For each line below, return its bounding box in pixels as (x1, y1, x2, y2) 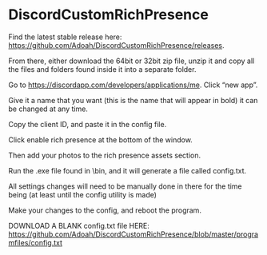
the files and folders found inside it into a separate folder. (8, 64, 197, 74)
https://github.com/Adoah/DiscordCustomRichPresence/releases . (8, 40, 225, 50)
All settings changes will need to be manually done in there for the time (8, 181, 242, 191)
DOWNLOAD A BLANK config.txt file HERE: (8, 221, 150, 230)
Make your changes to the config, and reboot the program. (8, 205, 202, 215)
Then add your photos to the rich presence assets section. (8, 150, 201, 160)
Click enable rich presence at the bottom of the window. (8, 134, 193, 145)
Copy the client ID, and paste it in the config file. (8, 119, 167, 129)
